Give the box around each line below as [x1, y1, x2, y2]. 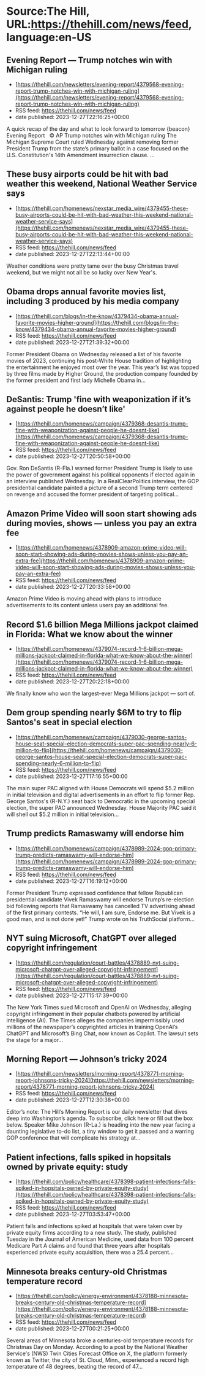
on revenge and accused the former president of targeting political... [6, 491, 179, 498]
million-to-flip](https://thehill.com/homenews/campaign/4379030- [15, 746, 184, 753]
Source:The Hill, [6, 4, 90, 18]
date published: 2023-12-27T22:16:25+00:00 [15, 114, 130, 120]
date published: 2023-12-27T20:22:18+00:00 [15, 678, 130, 685]
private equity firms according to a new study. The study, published [6, 1229, 177, 1237]
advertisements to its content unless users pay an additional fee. [6, 602, 170, 609]
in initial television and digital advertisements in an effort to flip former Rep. [6, 791, 196, 798]
